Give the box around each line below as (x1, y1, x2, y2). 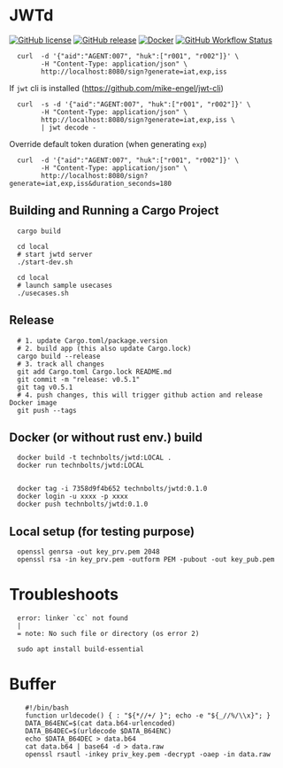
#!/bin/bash (25, 703, 69, 713)
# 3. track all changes (17, 360, 104, 368)
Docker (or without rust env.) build (9, 430, 203, 445)
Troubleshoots (9, 585, 119, 605)
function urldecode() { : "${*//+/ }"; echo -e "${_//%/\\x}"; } (25, 711, 272, 720)
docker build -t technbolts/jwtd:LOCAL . (17, 454, 172, 462)
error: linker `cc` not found (17, 614, 128, 623)
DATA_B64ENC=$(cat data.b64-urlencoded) (25, 719, 176, 728)
